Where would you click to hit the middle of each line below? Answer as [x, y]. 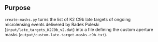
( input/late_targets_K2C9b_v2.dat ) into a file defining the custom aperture [79, 29]
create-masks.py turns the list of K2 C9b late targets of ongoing [68, 19]
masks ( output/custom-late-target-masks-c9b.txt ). [56, 34]
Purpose [18, 8]
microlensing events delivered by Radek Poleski [52, 24]
